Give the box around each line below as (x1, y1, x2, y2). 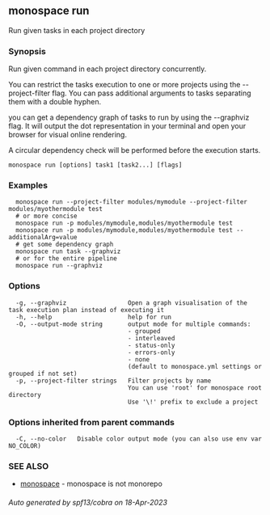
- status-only (128, 341, 175, 349)
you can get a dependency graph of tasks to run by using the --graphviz (8, 112, 250, 122)
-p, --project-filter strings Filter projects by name (15, 377, 212, 385)
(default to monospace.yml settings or (128, 362, 263, 370)
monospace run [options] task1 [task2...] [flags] (8, 161, 183, 170)
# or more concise (15, 212, 78, 221)
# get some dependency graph (15, 240, 114, 249)
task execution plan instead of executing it (8, 306, 164, 314)
